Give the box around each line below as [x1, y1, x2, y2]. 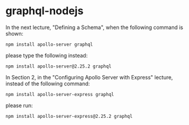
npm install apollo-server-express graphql [5, 91, 115, 97]
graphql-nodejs [5, 4, 84, 18]
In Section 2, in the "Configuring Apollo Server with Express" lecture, [5, 73, 173, 81]
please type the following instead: [5, 52, 88, 59]
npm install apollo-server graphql [5, 41, 93, 47]
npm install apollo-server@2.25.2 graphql [5, 63, 112, 69]
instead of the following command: [5, 80, 90, 87]
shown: [5, 30, 24, 37]
